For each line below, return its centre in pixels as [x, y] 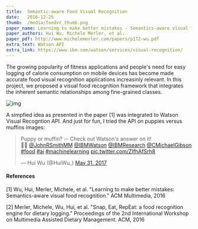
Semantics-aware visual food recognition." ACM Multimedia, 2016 [86, 195]
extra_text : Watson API [35, 45]
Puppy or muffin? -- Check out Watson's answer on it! [86, 139]
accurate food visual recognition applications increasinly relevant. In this [94, 79]
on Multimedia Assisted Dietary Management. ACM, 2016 [75, 220]
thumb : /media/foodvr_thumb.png [47, 22]
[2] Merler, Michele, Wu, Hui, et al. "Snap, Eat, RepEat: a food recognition [95, 207]
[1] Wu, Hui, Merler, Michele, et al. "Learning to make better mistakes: [90, 189]
